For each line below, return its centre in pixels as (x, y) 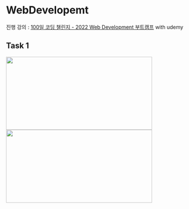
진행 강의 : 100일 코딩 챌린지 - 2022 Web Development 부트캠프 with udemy (95, 27)
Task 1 (17, 46)
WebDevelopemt (48, 10)
